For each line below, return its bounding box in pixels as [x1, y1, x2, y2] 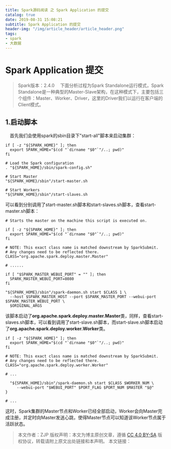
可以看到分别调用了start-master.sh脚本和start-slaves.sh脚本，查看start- [5, 201, 156, 208]
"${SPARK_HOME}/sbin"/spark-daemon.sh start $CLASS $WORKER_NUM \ [10, 380, 154, 386]
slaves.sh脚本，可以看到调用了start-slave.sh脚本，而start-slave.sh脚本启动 [5, 319, 163, 325]
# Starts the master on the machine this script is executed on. [5, 218, 147, 223]
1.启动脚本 [5, 118, 38, 127]
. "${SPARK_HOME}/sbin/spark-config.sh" [5, 165, 93, 170]
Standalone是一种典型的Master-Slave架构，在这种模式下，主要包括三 [17, 88, 164, 95]
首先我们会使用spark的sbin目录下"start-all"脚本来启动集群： [10, 132, 136, 139]
